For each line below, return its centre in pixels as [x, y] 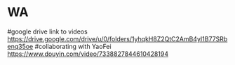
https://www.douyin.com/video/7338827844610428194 [88, 54]
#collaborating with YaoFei [73, 46]
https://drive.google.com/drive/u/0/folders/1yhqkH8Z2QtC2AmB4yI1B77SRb [117, 38]
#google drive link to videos [47, 31]
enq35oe [20, 46]
